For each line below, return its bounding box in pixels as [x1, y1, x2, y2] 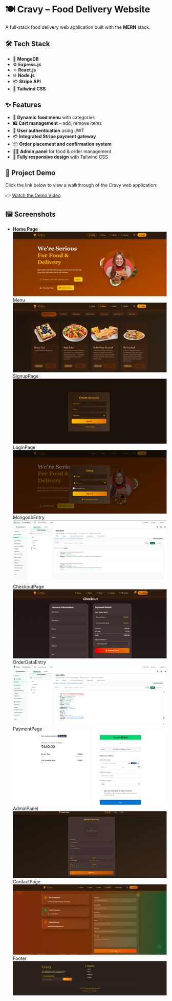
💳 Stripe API [12, 78, 41, 84]
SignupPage [12, 373, 39, 379]
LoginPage [12, 444, 36, 450]
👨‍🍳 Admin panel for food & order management [12, 148, 112, 154]
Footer [12, 955, 27, 961]
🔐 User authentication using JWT [12, 127, 84, 134]
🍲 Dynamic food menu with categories [12, 114, 95, 120]
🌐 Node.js [12, 72, 35, 78]
